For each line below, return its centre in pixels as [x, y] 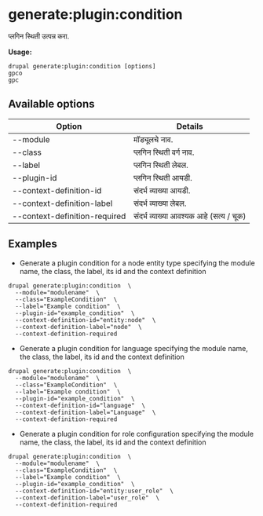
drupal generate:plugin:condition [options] [82, 66]
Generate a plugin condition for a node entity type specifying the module [137, 263]
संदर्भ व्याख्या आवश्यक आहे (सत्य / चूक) [190, 216]
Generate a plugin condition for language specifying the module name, [134, 348]
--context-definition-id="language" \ [80, 405]
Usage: [20, 52]
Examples [33, 244]
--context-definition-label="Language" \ [86, 412]
